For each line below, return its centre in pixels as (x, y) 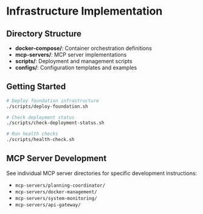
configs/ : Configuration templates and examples (76, 67)
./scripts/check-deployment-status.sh (55, 123)
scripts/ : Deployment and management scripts (74, 61)
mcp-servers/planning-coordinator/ (60, 185)
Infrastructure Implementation (84, 11)
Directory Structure (44, 34)
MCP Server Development (57, 158)
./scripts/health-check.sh (40, 140)
